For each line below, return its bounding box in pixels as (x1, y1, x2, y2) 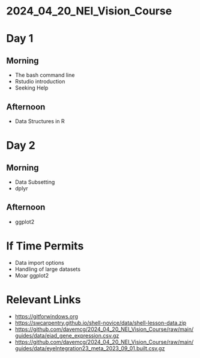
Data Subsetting (14, 178, 55, 186)
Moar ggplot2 (14, 272, 49, 279)
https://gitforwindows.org (14, 312, 78, 320)
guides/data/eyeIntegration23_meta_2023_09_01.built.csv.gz (14, 344, 165, 352)
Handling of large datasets (14, 265, 81, 273)
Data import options (14, 259, 64, 266)
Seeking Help (14, 84, 49, 91)
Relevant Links (6, 293, 81, 306)
